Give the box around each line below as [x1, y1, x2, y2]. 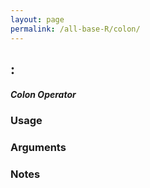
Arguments [10, 141, 67, 155]
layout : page [10, 14, 65, 25]
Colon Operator [10, 89, 77, 101]
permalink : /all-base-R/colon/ [10, 24, 141, 34]
